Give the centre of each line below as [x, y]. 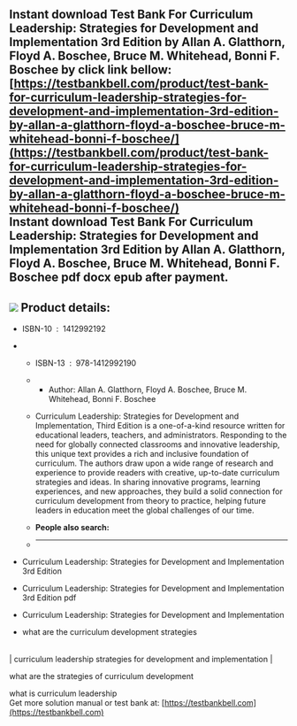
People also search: [72, 528]
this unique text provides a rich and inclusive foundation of [142, 454]
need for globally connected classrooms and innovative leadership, [157, 444]
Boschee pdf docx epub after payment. [119, 278]
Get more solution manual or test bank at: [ [87, 703]
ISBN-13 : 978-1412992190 [86, 363]
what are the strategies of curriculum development [102, 676]
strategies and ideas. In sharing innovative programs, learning [148, 483]
